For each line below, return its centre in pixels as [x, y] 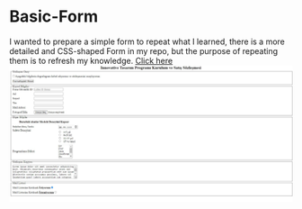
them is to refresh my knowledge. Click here [91, 60]
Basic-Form [54, 17]
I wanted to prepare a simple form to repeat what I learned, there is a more [147, 41]
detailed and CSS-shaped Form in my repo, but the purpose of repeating [144, 50]
